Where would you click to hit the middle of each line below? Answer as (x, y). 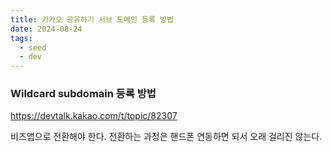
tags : (21, 38)
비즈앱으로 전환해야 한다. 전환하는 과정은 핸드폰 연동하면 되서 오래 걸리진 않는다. (166, 137)
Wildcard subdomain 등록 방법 (83, 94)
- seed (33, 47)
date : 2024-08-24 (46, 29)
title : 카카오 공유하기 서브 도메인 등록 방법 (92, 19)
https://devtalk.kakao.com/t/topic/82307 (94, 116)
